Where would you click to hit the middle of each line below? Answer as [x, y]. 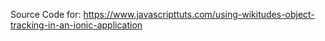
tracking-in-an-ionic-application [76, 25]
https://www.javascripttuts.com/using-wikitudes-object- [199, 14]
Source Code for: [46, 14]
